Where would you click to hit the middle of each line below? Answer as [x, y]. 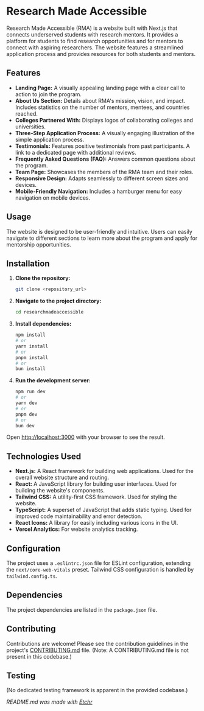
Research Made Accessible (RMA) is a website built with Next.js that [92, 28]
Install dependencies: [43, 324]
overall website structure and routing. [62, 478]
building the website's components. [60, 491]
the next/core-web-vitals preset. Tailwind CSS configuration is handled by [100, 569]
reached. [26, 113]
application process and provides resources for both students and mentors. [101, 54]
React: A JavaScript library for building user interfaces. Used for [96, 484]
